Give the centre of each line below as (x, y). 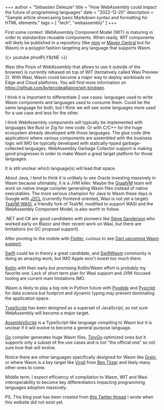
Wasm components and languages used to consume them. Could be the (78, 102)
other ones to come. (25, 368)
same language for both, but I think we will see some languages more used (81, 108)
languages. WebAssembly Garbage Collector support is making (88, 148)
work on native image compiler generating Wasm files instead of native (76, 188)
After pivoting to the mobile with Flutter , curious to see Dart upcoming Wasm (82, 238)
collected (14, 148)
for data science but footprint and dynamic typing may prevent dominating (80, 293)
